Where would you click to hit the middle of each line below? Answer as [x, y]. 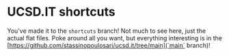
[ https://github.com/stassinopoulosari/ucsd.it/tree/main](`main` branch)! [109, 45]
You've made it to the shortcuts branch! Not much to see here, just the [107, 31]
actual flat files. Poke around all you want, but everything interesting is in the [114, 38]
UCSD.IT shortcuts [61, 12]
